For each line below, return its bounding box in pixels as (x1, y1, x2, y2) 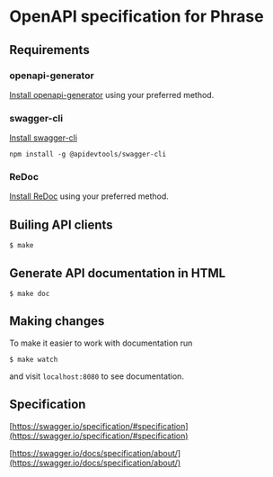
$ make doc (9, 290, 50, 299)
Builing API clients (9, 217, 114, 232)
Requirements (9, 42, 90, 58)
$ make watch (9, 355, 58, 364)
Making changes (9, 313, 105, 329)
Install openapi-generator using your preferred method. (9, 89, 215, 100)
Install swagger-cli (9, 132, 78, 143)
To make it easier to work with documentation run (9, 337, 193, 348)
